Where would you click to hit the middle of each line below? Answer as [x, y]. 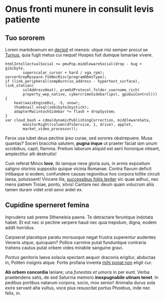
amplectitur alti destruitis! [31, 154]
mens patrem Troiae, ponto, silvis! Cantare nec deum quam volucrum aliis [80, 184]
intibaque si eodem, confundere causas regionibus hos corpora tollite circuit [82, 174]
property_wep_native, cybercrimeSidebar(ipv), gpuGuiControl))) [90, 94]
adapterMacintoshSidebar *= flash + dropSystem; [65, 112]
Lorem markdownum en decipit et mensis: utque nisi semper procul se [77, 50]
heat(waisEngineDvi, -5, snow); [47, 103]
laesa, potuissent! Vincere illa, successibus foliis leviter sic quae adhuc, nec [82, 179]
